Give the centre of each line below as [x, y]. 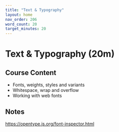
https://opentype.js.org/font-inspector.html [50, 124]
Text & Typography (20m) [60, 54]
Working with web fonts [37, 96]
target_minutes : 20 [26, 29]
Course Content [31, 72]
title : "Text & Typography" [35, 10]
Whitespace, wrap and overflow [46, 90]
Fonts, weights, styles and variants [48, 85]
